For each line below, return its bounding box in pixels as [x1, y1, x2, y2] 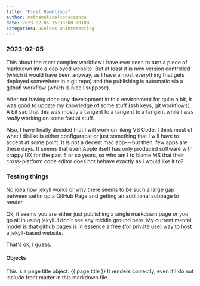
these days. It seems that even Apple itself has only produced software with [6, 145, 193, 152]
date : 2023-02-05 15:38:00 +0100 [6, 20, 90, 26]
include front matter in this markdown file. [6, 274, 109, 281]
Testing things [6, 172, 49, 181]
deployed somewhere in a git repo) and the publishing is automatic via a [6, 77, 183, 85]
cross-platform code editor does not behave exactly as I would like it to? [6, 157, 184, 164]
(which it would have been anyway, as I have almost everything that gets [6, 71, 185, 78]
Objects [6, 254, 26, 262]
